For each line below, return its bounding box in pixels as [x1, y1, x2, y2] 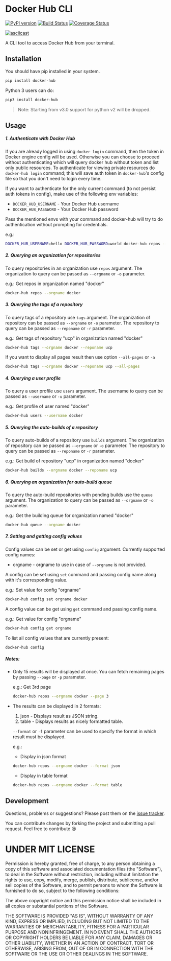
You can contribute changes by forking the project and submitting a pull [5, 820, 156, 826]
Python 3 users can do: [5, 87, 54, 93]
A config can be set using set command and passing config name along [5, 571, 157, 577]
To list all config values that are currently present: [5, 635, 109, 641]
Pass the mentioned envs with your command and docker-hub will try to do [5, 216, 163, 222]
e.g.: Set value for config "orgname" [5, 587, 81, 593]
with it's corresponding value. [5, 577, 68, 583]
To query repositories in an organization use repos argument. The [5, 265, 142, 271]
